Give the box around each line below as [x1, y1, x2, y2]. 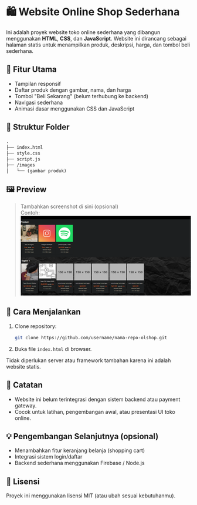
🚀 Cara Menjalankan [6, 307, 81, 317]
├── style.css [6, 150, 41, 156]
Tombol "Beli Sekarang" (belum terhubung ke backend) [14, 92, 148, 99]
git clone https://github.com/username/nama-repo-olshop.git [14, 335, 168, 340]
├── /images [6, 162, 35, 168]
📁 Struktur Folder [6, 122, 70, 132]
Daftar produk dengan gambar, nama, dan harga [14, 86, 131, 93]
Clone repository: [14, 322, 57, 330]
